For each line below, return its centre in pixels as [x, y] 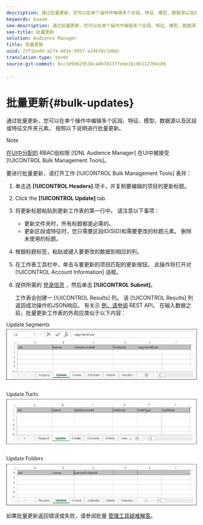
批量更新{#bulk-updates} [70, 103]
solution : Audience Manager [42, 38]
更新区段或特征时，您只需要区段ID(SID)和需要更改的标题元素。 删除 [108, 231]
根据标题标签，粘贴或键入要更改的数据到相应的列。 [79, 252]
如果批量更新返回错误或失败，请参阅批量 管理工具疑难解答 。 [81, 515]
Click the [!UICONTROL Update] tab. [61, 198]
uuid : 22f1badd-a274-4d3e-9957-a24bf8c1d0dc [63, 51]
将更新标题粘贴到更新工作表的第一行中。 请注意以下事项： [87, 211]
